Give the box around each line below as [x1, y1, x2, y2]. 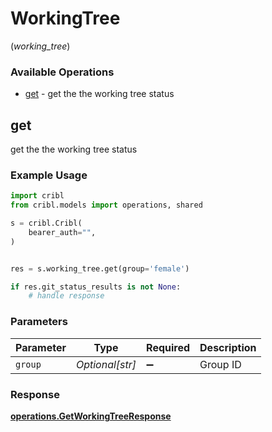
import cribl [10, 191, 65, 201]
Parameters [10, 315, 68, 329]
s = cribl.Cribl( [10, 218, 83, 229]
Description [199, 340, 257, 354]
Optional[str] [75, 357, 137, 371]
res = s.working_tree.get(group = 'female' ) [10, 263, 190, 274]
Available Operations [10, 65, 115, 79]
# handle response [28, 291, 105, 301]
